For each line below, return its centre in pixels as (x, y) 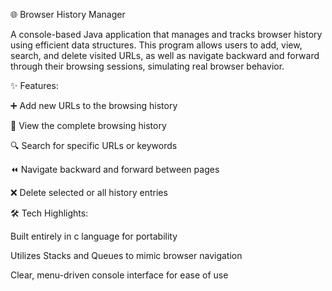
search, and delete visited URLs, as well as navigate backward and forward (165, 55)
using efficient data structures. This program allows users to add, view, (156, 45)
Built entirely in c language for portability (94, 236)
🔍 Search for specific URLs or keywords (94, 145)
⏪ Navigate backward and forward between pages (115, 169)
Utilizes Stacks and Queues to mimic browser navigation (126, 255)
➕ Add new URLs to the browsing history (94, 105)
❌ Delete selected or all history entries (89, 192)
